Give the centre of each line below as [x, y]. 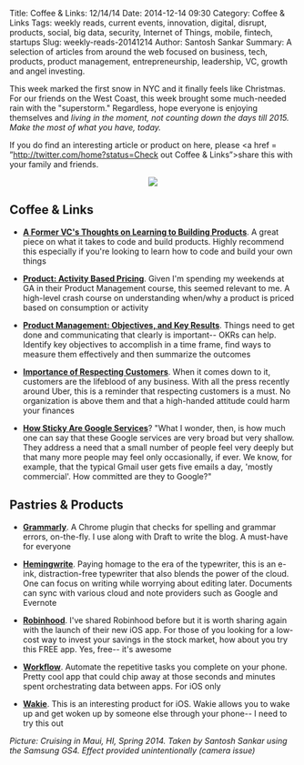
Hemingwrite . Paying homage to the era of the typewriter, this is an [149, 564]
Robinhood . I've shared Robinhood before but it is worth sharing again [155, 620]
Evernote [40, 602]
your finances [48, 410]
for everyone [46, 546]
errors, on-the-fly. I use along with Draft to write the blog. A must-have [155, 537]
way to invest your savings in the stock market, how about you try [165, 639]
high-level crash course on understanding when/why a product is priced [158, 297]
